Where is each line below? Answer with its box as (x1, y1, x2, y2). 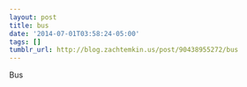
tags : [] (9, 37, 41, 47)
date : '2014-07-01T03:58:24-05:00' (9, 29, 140, 38)
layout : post (9, 12, 57, 22)
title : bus (9, 21, 49, 30)
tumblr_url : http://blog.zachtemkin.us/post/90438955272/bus (9, 46, 239, 54)
